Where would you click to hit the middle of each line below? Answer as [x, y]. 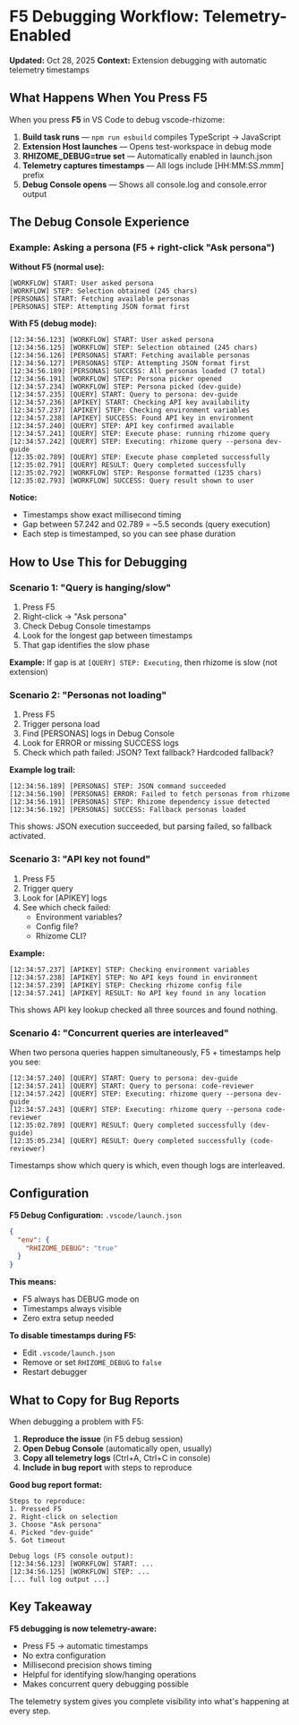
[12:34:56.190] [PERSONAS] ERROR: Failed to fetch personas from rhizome [150, 794]
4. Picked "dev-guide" [51, 1533]
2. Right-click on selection [64, 1517]
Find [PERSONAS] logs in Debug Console [98, 734]
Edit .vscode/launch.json [68, 1353]
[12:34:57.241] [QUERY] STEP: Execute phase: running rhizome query [140, 434]
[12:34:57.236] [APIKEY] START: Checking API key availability [130, 403]
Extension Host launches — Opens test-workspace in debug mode [147, 146]
